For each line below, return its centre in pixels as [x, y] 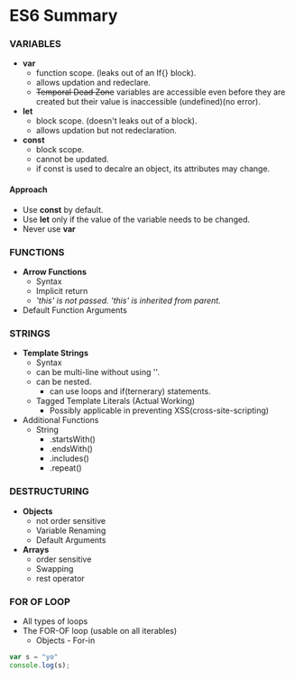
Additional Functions [60, 420]
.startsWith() [73, 439]
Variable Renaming [71, 530]
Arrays [36, 549]
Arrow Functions [55, 271]
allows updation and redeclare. [93, 83]
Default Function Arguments [75, 310]
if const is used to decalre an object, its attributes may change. [153, 169]
